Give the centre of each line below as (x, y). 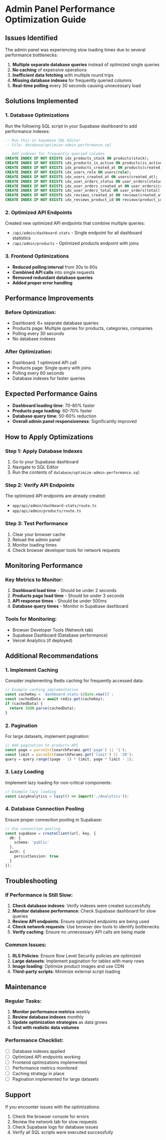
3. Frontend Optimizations (37, 256)
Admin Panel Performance (60, 9)
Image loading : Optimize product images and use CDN (68, 966)
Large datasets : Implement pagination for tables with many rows (78, 961)
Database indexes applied (39, 1051)
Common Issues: (26, 945)
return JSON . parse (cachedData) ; (43, 708)
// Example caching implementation (42, 690)
